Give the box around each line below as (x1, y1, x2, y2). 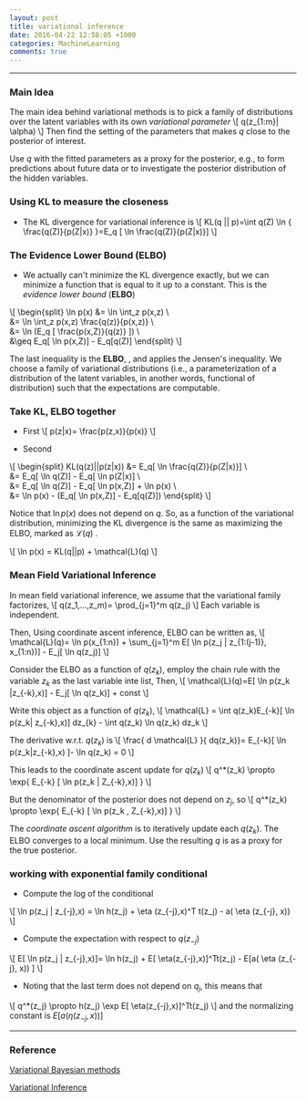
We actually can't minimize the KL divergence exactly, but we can (22, 270, 270, 281)
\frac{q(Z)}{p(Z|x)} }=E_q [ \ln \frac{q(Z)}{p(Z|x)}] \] (22, 225, 218, 237)
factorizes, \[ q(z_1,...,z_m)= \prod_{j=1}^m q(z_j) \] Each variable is (9, 599, 260, 610)
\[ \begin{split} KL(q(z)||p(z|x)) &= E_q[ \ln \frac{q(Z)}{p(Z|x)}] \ (9, 462, 248, 473)
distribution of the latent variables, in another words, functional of (9, 373, 256, 384)
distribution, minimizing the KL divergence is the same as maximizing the (9, 517, 283, 529)
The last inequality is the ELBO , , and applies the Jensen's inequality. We (9, 353, 282, 365)
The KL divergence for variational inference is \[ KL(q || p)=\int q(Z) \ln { (22, 216, 292, 227)
